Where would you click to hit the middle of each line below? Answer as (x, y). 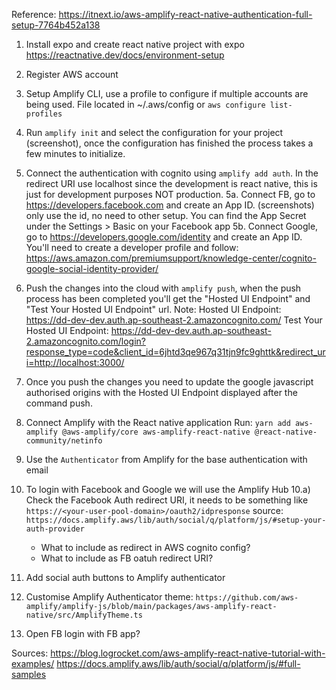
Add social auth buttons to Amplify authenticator (125, 577)
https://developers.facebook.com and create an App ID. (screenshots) (170, 205)
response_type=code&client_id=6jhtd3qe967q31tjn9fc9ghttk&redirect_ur (175, 352)
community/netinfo (64, 441)
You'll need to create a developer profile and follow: (132, 247)
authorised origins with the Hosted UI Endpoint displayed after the (161, 392)
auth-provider (55, 529)
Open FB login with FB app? (83, 633)
